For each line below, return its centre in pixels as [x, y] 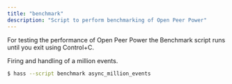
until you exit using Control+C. [51, 47]
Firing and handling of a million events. [63, 60]
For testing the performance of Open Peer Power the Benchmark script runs [116, 40]
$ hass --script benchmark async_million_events [79, 74]
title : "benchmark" [36, 14]
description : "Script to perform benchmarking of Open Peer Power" [107, 20]
